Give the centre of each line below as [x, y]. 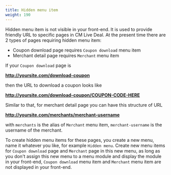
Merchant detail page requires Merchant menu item [66, 55]
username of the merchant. [34, 130]
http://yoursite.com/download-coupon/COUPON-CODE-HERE [73, 95]
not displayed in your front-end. [39, 167]
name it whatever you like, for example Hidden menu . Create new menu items [85, 145]
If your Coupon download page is [38, 65]
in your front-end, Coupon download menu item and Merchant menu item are [83, 162]
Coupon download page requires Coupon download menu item [77, 50]
